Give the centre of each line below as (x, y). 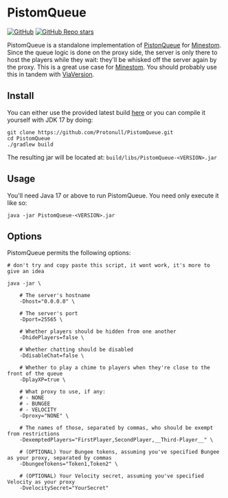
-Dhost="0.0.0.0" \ (47, 302)
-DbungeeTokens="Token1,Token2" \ (69, 464)
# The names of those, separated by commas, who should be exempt (116, 428)
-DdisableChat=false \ (52, 356)
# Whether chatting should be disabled (77, 350)
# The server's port (49, 314)
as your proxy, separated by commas (59, 458)
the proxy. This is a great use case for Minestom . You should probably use (112, 67)
